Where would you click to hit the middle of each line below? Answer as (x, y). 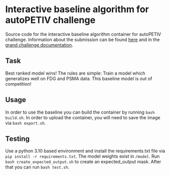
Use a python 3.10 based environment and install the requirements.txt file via (85, 151)
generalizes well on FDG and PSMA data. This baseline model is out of (79, 78)
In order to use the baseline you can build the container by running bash (80, 112)
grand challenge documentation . (39, 45)
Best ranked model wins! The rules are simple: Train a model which (75, 73)
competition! (19, 84)
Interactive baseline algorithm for (77, 9)
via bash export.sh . (26, 123)
